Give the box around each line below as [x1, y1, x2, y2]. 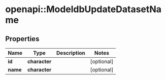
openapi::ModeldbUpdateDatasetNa [5, 4, 161, 15]
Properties [5, 34, 40, 43]
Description [56, 50, 85, 56]
